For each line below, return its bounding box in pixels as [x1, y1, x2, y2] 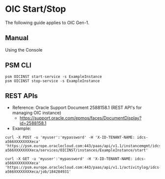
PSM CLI [5, 61, 32, 70]
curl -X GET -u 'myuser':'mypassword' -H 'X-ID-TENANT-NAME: [5, 156, 133, 161]
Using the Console [5, 47, 43, 52]
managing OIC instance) [12, 110, 61, 116]
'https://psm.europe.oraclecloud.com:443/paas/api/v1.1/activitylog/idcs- [5, 165, 162, 170]
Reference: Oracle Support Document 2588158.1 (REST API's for [12, 104, 142, 111]
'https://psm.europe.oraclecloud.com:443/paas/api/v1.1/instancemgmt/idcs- [5, 144, 164, 149]
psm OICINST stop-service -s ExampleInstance [5, 78, 100, 83]
